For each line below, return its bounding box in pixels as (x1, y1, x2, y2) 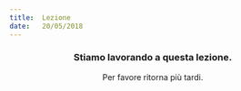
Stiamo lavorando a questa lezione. (73, 51, 233, 64)
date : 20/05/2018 (9, 22, 84, 31)
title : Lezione (9, 13, 71, 23)
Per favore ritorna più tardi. (102, 71, 204, 82)
